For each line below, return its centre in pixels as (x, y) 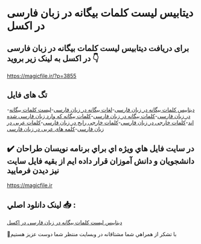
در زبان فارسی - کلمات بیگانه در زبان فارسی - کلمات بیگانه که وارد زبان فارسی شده (99, 116)
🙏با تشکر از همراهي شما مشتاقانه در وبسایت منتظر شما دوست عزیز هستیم (92, 234)
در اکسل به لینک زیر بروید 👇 (53, 58)
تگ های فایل (27, 95)
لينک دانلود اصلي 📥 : (41, 205)
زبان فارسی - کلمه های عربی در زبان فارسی (56, 129)
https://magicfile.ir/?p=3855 (42, 76)
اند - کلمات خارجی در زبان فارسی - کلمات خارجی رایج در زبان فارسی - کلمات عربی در (101, 122)
